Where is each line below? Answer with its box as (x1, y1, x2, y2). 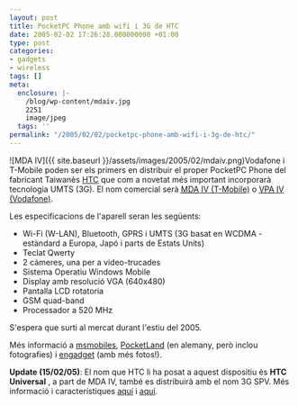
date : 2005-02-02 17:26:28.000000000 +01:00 (9, 30, 179, 39)
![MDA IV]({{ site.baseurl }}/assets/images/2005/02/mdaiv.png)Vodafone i (9, 155, 285, 166)
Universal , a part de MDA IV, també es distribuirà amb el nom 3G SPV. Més (9, 375, 290, 387)
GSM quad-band (22, 294, 85, 306)
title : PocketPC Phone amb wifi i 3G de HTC (9, 22, 179, 31)
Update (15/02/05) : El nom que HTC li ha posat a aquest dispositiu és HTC (9, 366, 287, 377)
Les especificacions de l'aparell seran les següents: (9, 211, 202, 221)
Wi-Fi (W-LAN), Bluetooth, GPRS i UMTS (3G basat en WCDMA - (22, 228, 263, 238)
